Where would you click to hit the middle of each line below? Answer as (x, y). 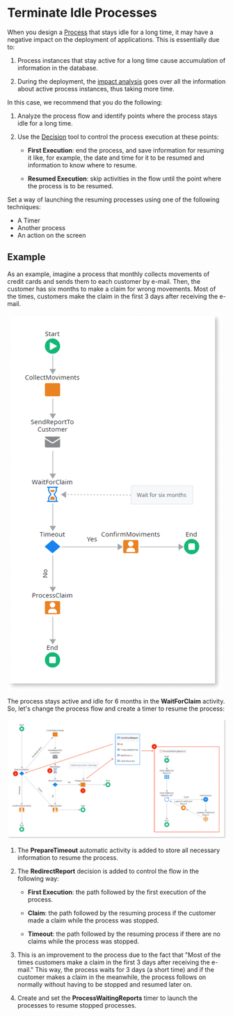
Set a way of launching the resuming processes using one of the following (113, 199)
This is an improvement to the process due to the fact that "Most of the (119, 955)
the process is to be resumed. (70, 185)
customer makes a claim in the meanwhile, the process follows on (112, 977)
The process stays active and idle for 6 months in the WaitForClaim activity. (116, 701)
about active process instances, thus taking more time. (96, 89)
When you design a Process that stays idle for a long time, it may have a (110, 32)
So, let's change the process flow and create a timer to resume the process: (116, 708)
